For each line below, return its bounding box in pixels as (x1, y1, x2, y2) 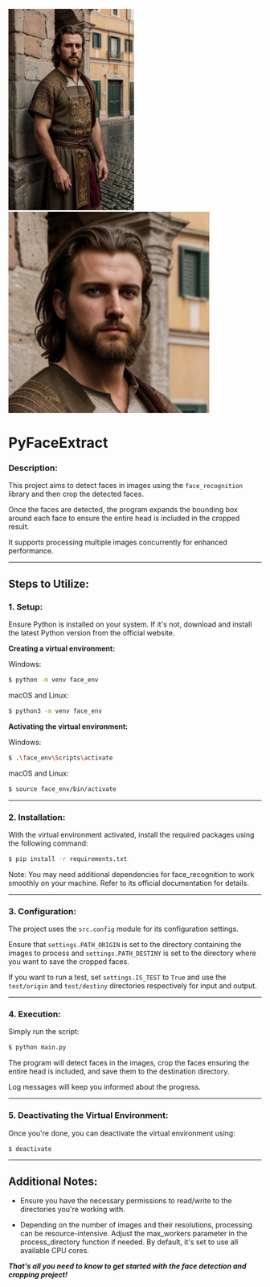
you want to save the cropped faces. (8, 957, 130, 966)
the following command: (8, 838, 88, 848)
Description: (8, 462, 58, 474)
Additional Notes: (8, 1174, 98, 1188)
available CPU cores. (19, 1246, 90, 1256)
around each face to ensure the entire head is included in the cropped (8, 513, 240, 523)
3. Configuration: (8, 905, 77, 917)
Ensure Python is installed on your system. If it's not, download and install (8, 619, 252, 629)
